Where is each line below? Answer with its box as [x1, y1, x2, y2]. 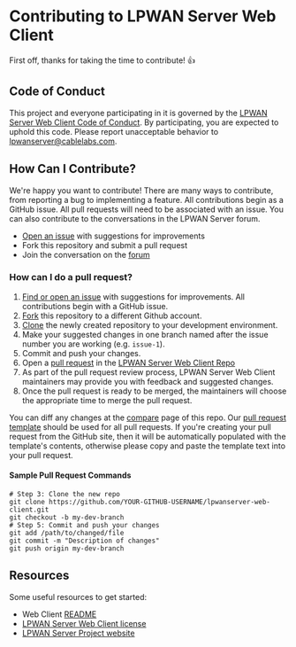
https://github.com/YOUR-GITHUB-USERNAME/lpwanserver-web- [48, 498, 271, 507]
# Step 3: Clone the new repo [9, 490, 121, 499]
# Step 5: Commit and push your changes [9, 521, 161, 530]
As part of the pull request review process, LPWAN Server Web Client [21, 366, 276, 378]
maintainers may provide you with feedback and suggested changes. [21, 376, 274, 386]
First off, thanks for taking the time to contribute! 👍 [9, 55, 196, 66]
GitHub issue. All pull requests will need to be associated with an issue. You [9, 204, 285, 214]
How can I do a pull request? [9, 271, 133, 284]
